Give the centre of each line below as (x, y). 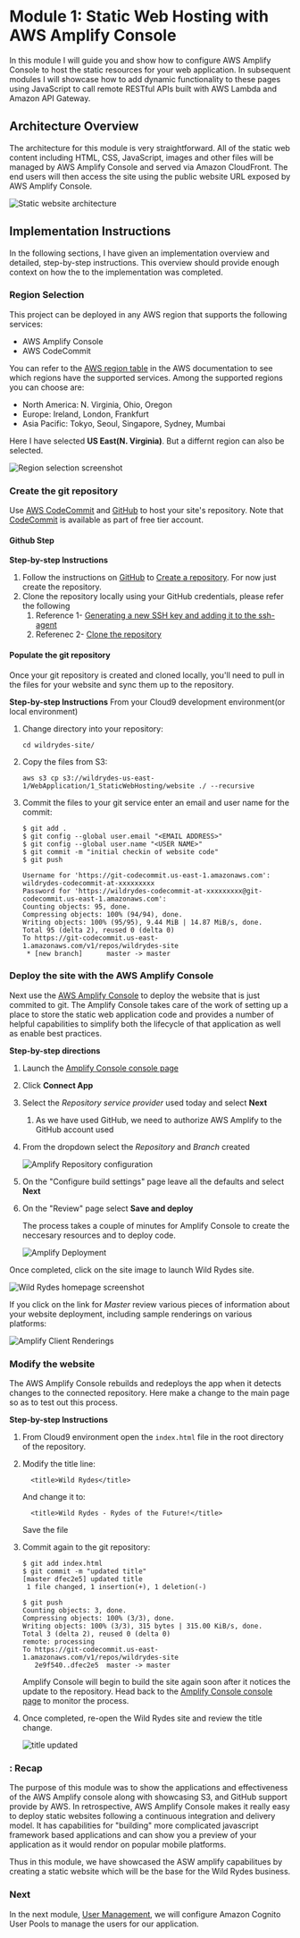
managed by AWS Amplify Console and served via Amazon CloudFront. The (149, 166)
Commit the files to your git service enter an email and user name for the (156, 802)
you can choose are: (47, 387)
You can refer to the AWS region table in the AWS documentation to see (141, 368)
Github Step (32, 540)
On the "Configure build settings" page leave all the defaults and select (153, 1181)
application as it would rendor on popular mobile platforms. (118, 1845)
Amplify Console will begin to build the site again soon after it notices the (156, 1682)
